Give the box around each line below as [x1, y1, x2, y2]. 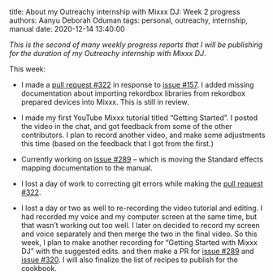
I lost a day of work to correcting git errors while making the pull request [20, 179, 263, 188]
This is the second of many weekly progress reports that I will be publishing [9, 40, 263, 50]
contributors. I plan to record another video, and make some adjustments [20, 130, 266, 140]
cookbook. [20, 264, 58, 273]
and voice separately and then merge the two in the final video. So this [20, 229, 258, 239]
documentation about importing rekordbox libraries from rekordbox [20, 88, 246, 98]
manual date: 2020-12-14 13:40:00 [9, 24, 125, 33]
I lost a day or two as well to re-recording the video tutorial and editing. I [20, 203, 263, 213]
